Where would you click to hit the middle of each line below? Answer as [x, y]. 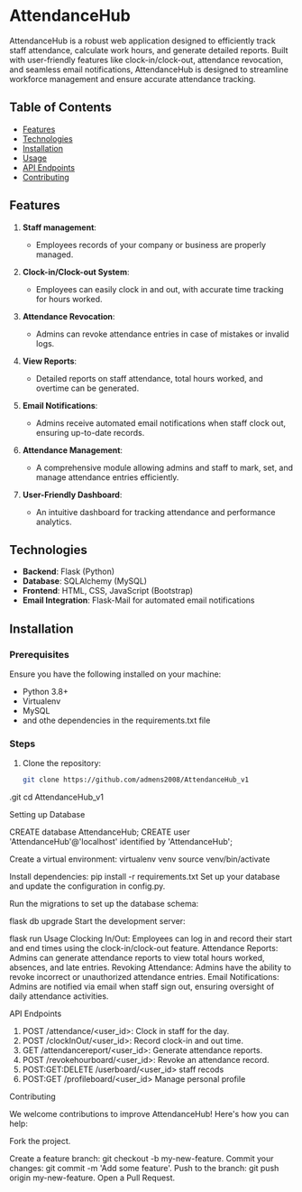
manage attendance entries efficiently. [107, 477]
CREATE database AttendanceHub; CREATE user [100, 832]
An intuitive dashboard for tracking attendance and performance [156, 512]
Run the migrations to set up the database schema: [104, 904]
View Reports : [50, 361]
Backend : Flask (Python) [69, 572]
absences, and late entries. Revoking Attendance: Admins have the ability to [150, 967]
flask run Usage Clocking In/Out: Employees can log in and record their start [151, 938]
